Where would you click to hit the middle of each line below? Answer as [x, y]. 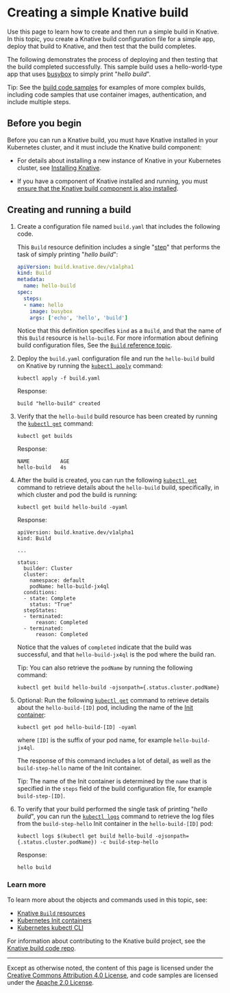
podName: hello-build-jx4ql [69, 587]
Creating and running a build [69, 210]
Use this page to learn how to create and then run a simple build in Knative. [113, 32]
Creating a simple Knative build [98, 13]
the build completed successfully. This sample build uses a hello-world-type [115, 66]
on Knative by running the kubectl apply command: [90, 366]
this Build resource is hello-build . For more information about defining [117, 338]
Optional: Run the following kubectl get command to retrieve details [113, 700]
